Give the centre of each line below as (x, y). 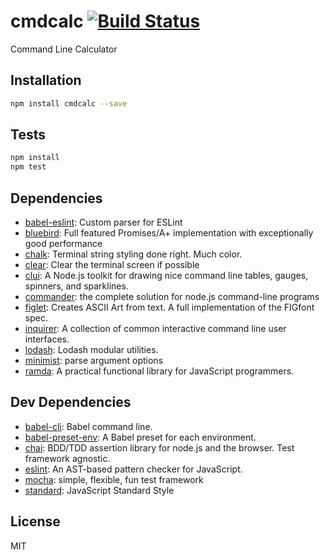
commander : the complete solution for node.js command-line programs (172, 296)
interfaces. (47, 339)
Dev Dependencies (71, 402)
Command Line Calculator (64, 49)
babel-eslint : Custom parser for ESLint (103, 222)
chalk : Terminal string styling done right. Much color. (133, 254)
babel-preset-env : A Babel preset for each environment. (140, 437)
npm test (28, 167)
